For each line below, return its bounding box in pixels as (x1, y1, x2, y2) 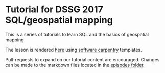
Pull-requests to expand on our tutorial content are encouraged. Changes (5, 56, 160, 62)
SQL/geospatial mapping (5, 14, 113, 26)
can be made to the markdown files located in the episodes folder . (5, 62, 145, 68)
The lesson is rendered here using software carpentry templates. (5, 46, 142, 53)
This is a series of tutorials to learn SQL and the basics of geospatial (5, 31, 149, 37)
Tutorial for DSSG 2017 (5, 4, 103, 15)
